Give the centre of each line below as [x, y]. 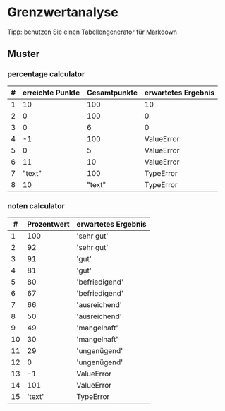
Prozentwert [48, 224]
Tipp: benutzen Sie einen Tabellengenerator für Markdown [92, 32]
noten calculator [36, 205]
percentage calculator [46, 74]
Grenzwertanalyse [63, 12]
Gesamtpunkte [112, 93]
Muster [24, 54]
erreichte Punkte [51, 93]
